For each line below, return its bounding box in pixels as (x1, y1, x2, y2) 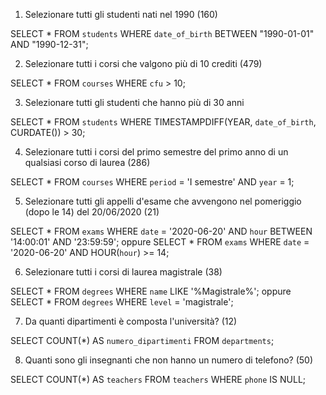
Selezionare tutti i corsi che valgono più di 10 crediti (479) (24, 58, 263, 69)
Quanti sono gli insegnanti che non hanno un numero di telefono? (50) (24, 354, 314, 366)
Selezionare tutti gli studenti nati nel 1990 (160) (24, 9, 218, 20)
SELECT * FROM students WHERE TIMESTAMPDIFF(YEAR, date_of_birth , (10, 116, 317, 128)
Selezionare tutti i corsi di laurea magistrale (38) (24, 266, 223, 278)
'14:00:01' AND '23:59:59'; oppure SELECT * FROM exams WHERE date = (10, 236, 310, 248)
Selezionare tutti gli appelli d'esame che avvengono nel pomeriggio (24, 195, 302, 207)
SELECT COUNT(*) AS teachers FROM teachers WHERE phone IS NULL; (10, 374, 307, 385)
